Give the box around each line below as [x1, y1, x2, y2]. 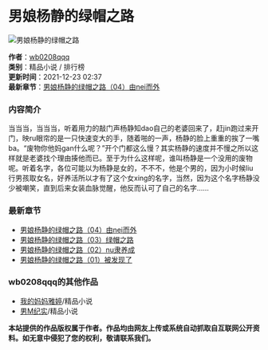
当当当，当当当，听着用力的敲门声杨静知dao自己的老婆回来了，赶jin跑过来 [8, 124, 252, 133]
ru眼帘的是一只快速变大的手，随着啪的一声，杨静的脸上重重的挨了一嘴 [29, 133, 260, 144]
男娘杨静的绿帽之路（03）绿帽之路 [19, 234, 134, 244]
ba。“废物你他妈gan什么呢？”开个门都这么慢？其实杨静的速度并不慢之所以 [8, 144, 252, 153]
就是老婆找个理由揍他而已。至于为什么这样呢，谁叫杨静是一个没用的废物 [14, 153, 253, 163]
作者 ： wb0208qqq [8, 52, 70, 61]
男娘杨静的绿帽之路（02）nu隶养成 [19, 245, 136, 254]
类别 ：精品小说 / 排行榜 [8, 61, 85, 72]
